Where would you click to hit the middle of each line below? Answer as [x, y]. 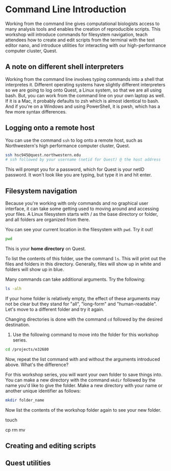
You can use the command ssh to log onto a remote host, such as [74, 140]
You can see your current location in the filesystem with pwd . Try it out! [79, 230]
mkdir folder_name [25, 400]
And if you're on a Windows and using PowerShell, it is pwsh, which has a [83, 106]
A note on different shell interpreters [65, 67]
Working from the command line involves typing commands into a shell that [84, 79]
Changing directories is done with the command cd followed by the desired [84, 319]
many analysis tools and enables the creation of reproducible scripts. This [83, 29]
